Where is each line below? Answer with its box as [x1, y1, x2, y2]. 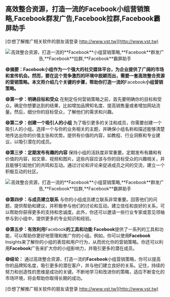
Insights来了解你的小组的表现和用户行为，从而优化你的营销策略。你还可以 [5, 239, 159, 245]
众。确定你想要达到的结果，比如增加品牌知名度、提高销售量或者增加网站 [5, 102, 156, 108]
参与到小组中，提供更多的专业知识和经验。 [5, 215, 94, 221]
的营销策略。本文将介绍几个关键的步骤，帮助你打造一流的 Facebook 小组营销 [5, 79, 163, 85]
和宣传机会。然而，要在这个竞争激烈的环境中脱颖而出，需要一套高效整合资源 [5, 73, 165, 79]
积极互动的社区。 [5, 168, 41, 174]
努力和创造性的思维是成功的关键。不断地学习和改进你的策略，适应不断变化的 [5, 269, 165, 275]
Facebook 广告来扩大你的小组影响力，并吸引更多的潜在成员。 [10, 245, 138, 251]
